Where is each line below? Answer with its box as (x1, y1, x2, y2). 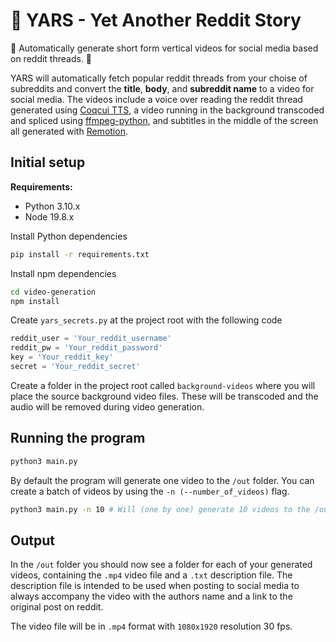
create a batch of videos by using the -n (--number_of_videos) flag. (10, 485, 290, 497)
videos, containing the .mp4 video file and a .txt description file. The (10, 569, 293, 581)
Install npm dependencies (10, 267, 117, 279)
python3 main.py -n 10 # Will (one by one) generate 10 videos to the (10, 504, 311, 514)
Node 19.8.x (24, 210, 75, 223)
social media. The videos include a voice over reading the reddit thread (10, 93, 303, 105)
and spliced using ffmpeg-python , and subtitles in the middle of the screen (10, 114, 319, 126)
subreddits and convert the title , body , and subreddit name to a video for (10, 82, 315, 94)
